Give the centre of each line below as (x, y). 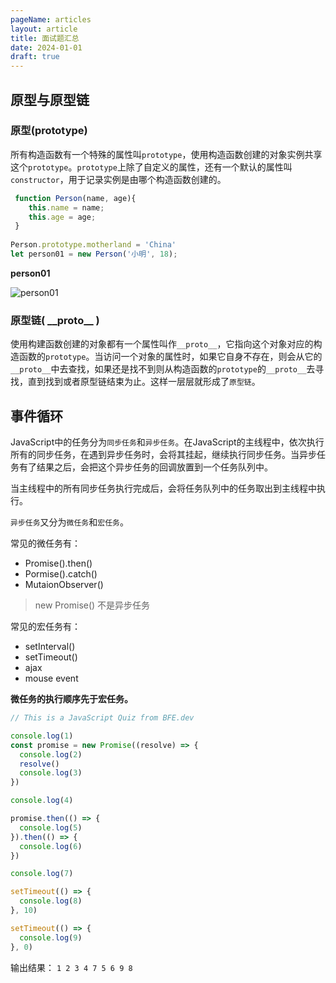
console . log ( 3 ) (51, 773)
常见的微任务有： (45, 543)
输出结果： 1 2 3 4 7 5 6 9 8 (71, 967)
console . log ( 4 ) (42, 801)
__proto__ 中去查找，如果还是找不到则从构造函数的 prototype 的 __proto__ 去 (163, 369)
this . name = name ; (66, 207)
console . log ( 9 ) (51, 937)
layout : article (44, 29)
